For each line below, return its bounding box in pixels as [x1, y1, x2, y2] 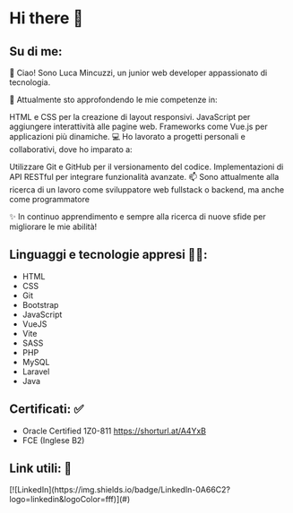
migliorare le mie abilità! [9, 221, 98, 232]
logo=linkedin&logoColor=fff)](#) [9, 494, 131, 505]
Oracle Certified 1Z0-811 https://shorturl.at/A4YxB [22, 425, 206, 436]
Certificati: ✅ [9, 402, 84, 417]
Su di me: [9, 44, 63, 59]
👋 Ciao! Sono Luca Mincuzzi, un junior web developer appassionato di [9, 67, 268, 78]
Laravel [22, 366, 50, 377]
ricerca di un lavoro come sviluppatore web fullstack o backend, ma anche [9, 184, 285, 195]
